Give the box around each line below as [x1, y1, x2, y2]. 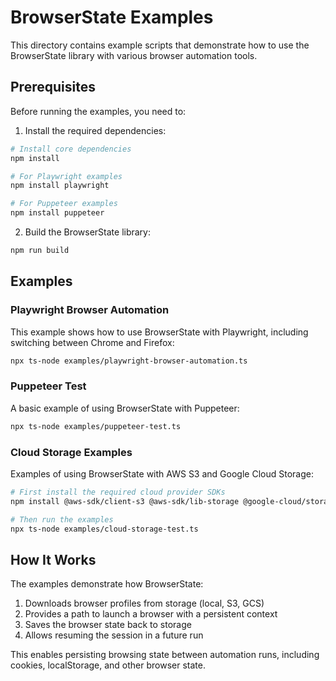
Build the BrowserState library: [24, 226, 152, 238]
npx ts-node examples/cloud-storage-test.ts [10, 524, 199, 534]
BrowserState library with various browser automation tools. [10, 49, 258, 61]
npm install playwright [10, 181, 110, 191]
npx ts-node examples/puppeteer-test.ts [10, 421, 182, 431]
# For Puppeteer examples [10, 199, 118, 209]
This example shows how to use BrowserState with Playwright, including [10, 326, 309, 338]
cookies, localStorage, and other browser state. [10, 659, 206, 671]
